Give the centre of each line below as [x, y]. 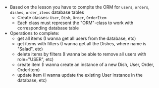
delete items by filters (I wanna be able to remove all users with [82, 54]
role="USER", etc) [35, 59]
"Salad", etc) [30, 49]
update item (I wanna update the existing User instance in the [80, 75]
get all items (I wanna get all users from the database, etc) [77, 38]
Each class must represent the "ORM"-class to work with [75, 23]
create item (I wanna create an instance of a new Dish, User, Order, [86, 64]
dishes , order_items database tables [47, 12]
